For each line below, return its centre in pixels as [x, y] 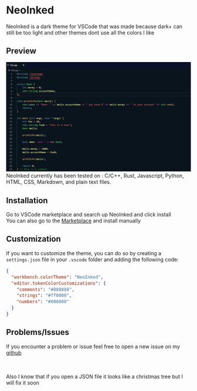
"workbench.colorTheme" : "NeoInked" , [57, 277]
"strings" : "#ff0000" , [44, 296]
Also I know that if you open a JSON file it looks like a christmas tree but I [94, 376]
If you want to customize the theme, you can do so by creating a [84, 253]
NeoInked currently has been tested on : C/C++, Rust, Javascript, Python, [95, 176]
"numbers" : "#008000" [43, 302]
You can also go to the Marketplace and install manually [74, 221]
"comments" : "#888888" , [46, 289]
